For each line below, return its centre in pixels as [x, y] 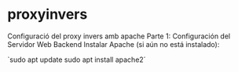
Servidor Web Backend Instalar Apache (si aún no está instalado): [114, 44]
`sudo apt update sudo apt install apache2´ [77, 59]
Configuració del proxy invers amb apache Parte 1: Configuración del [119, 36]
